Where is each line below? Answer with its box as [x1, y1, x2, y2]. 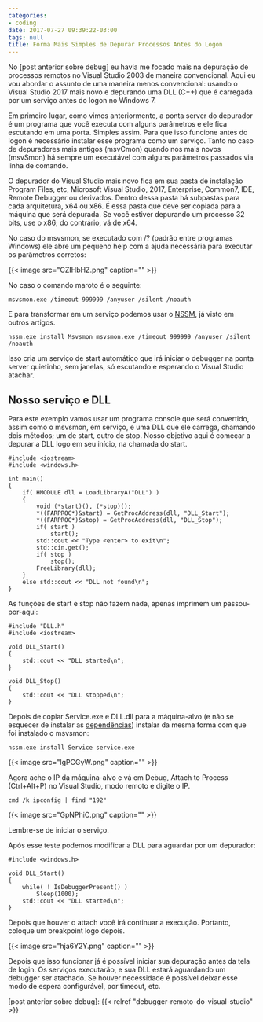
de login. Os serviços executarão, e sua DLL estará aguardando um [8, 965, 226, 974]
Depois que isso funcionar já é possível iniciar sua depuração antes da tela [8, 956, 250, 965]
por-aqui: [8, 607, 38, 616]
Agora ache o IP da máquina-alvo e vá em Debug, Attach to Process [8, 772, 228, 782]
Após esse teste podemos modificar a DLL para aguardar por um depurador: [8, 840, 256, 850]
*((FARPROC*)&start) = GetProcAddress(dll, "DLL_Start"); [36, 509, 230, 517]
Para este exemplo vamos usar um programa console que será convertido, [8, 414, 250, 423]
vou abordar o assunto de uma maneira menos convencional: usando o [8, 79, 238, 89]
